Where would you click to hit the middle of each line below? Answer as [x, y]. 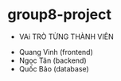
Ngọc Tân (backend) [53, 60]
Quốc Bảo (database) [54, 68]
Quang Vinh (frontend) [56, 52]
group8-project [60, 15]
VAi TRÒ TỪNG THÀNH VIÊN [66, 37]
